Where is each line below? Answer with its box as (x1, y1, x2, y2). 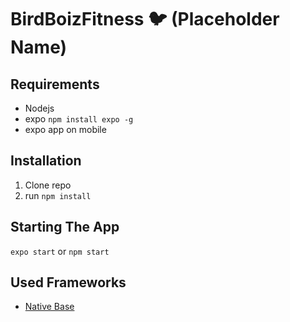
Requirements (10, 76, 100, 93)
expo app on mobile (24, 124, 107, 135)
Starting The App (10, 219, 120, 236)
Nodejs (24, 102, 55, 114)
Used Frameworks (10, 274, 127, 291)
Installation (10, 152, 82, 170)
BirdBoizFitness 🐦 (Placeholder (10, 8, 280, 31)
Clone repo (24, 179, 72, 191)
